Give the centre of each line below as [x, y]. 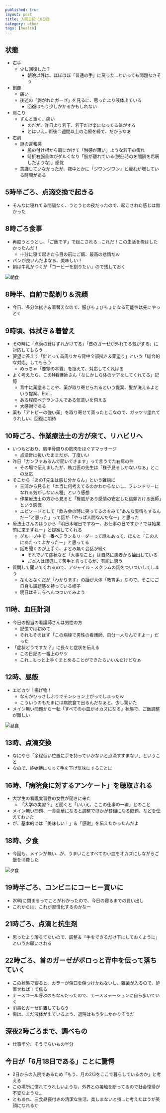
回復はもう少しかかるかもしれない [62, 106]
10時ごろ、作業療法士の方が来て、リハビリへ [74, 436]
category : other [22, 24]
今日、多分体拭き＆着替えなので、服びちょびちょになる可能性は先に [82, 307]
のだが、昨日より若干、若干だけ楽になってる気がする [82, 125]
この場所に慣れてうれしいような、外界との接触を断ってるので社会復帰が [86, 1087]
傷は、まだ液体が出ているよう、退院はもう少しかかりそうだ [73, 1014]
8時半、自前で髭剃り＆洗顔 [46, 294]
